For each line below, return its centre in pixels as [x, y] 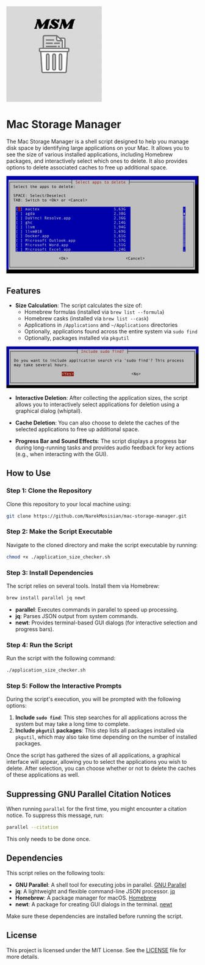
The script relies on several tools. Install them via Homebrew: [83, 586]
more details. [23, 956]
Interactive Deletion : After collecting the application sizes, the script [101, 397]
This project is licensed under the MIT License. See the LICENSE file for [96, 950]
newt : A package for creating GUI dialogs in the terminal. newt [94, 904]
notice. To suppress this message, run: [55, 815]
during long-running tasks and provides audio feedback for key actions [104, 447]
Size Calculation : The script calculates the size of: [79, 306]
